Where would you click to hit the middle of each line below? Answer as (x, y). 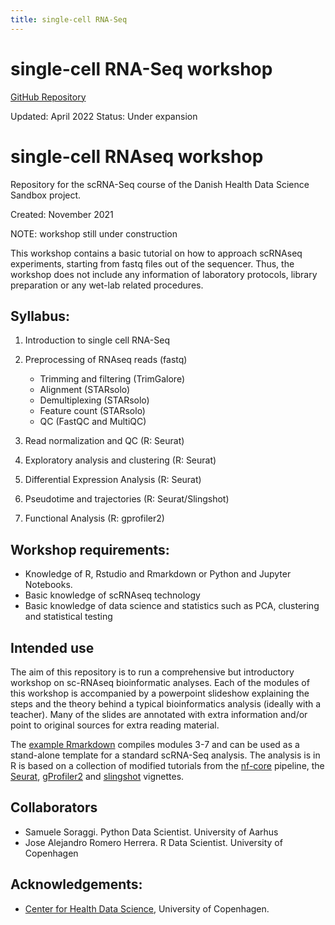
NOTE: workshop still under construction (94, 233)
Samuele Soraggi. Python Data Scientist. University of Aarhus (151, 832)
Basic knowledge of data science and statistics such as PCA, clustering (172, 606)
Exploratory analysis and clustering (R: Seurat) (120, 460)
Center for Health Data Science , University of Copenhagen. (147, 908)
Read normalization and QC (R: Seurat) (104, 441)
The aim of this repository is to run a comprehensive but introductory (152, 672)
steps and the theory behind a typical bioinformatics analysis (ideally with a (166, 703)
